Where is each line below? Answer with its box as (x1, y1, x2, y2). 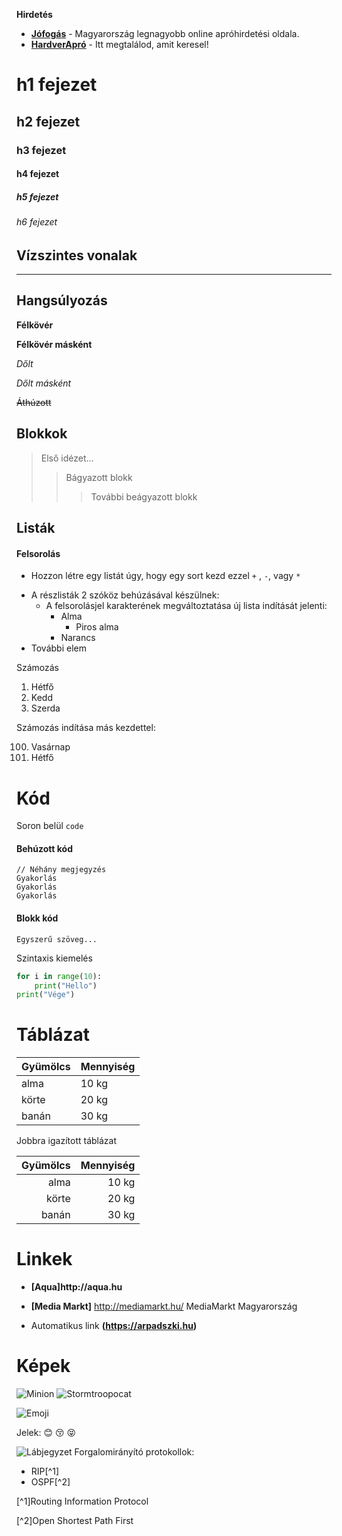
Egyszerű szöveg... (16, 934, 98, 944)
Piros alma (75, 621, 119, 633)
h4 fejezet (16, 168, 60, 180)
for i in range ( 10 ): (16, 971, 103, 981)
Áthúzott (16, 396, 52, 408)
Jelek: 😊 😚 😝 (16, 1427, 77, 1439)
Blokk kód (16, 912, 59, 924)
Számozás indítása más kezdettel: (16, 722, 156, 734)
